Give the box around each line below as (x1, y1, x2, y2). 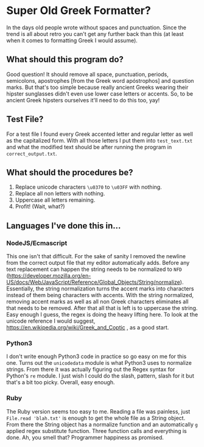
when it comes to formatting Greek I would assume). (6, 37, 138, 44)
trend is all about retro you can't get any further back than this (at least (6, 30, 184, 37)
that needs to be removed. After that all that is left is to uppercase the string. (6, 304, 198, 312)
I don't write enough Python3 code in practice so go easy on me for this (6, 353, 187, 360)
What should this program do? (6, 54, 124, 65)
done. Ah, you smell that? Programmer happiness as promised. (6, 434, 164, 441)
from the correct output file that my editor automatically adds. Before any (6, 259, 190, 267)
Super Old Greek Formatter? (6, 4, 151, 18)
